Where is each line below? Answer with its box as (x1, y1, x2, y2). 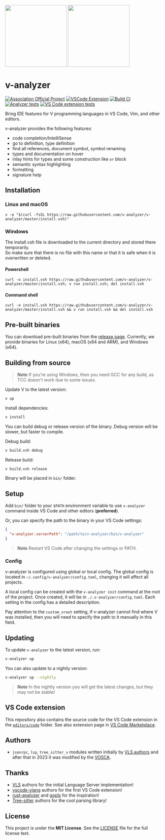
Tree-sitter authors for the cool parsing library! (12, 798, 107, 803)
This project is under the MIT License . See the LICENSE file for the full (5, 825, 148, 831)
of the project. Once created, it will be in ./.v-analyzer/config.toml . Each (5, 594, 156, 600)
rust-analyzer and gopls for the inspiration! (12, 793, 99, 798)
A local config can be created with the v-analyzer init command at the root (5, 589, 160, 595)
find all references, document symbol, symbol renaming (12, 145, 126, 151)
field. (5, 620, 16, 626)
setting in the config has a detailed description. (5, 599, 101, 605)
